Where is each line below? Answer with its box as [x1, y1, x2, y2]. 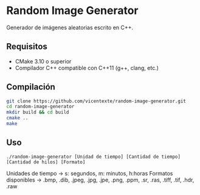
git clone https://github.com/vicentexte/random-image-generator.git [6, 98, 187, 104]
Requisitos [6, 41, 47, 52]
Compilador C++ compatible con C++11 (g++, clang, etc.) [15, 64, 159, 71]
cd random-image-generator [6, 104, 75, 110]
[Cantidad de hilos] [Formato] [6, 159, 86, 165]
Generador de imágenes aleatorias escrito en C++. [6, 24, 134, 31]
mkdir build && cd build [6, 109, 69, 116]
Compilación [6, 82, 56, 92]
